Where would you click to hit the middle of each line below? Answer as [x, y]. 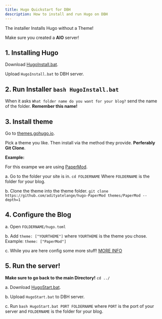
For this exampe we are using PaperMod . [46, 167]
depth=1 [13, 200]
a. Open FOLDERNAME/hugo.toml [35, 226]
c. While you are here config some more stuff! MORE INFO [64, 250]
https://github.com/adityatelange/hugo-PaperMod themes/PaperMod [73, 196]
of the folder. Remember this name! [41, 106]
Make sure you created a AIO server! [42, 38]
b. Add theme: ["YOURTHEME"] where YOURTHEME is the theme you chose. [76, 236]
